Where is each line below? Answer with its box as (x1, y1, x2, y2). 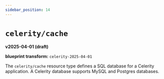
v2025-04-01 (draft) (5, 43, 49, 49)
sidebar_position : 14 (5, 7, 50, 12)
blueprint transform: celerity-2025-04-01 (5, 53, 92, 59)
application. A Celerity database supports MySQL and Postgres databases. (5, 68, 159, 74)
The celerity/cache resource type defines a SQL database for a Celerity (5, 63, 154, 69)
